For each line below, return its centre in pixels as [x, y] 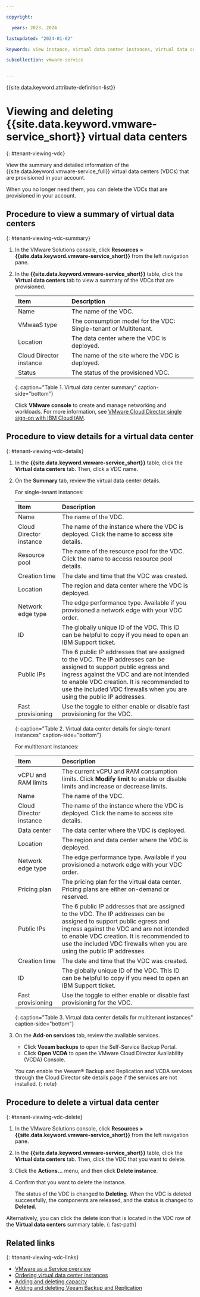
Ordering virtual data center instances [61, 1276]
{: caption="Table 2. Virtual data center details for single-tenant [93, 728]
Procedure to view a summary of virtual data [90, 215]
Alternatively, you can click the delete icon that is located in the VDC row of [99, 1218]
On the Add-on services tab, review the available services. [87, 1035]
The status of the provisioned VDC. [120, 372]
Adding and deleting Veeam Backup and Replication [79, 1288]
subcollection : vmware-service [45, 60]
